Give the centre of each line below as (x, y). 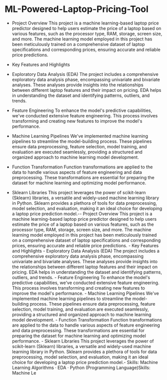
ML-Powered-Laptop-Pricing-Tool (76, 9)
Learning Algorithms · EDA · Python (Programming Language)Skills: (81, 368)
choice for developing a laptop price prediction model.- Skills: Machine (85, 362)
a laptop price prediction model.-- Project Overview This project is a (82, 214)
